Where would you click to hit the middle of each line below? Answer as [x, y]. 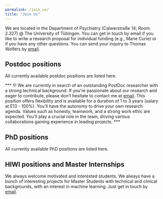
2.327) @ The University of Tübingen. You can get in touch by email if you [79, 33]
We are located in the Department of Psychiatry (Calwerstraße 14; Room [78, 28]
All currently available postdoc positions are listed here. [61, 76]
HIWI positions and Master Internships [65, 164]
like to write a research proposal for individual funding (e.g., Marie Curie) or [81, 38]
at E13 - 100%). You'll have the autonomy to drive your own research [74, 106]
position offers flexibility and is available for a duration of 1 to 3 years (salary [82, 101]
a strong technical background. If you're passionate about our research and [81, 90]
